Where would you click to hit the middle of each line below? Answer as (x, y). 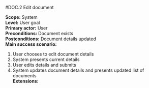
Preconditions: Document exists (39, 33)
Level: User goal (23, 23)
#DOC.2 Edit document (29, 7)
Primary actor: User (26, 28)
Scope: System (21, 17)
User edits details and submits (44, 65)
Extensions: (26, 81)
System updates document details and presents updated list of (78, 70)
